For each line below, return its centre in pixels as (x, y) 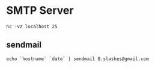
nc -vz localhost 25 (32, 26)
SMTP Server (40, 11)
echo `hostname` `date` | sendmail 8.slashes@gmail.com (77, 59)
